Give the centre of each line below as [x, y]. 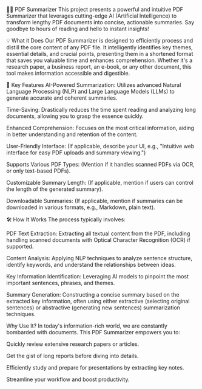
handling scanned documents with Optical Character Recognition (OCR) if [99, 240]
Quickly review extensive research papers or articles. [73, 344]
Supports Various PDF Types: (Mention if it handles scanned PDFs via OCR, [101, 164]
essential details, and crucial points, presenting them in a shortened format [100, 54]
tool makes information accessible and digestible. [68, 73]
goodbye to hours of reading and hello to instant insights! [78, 29]
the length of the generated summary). [55, 189]
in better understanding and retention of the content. [72, 134]
